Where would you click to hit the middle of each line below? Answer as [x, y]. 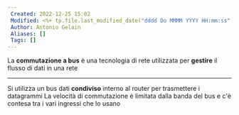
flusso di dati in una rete [43, 68]
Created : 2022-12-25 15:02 [51, 14]
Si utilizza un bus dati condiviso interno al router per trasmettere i [104, 89]
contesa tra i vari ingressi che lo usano [64, 104]
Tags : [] [23, 40]
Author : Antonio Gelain [46, 27]
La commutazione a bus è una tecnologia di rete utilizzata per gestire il [112, 60]
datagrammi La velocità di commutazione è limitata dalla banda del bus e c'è [119, 96]
